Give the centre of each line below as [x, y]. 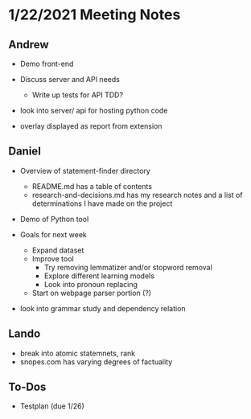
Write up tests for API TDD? [77, 95]
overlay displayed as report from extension [91, 126]
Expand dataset [58, 250]
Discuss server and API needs [70, 79]
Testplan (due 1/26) [52, 406]
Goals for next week [53, 234]
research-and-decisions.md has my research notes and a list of [137, 195]
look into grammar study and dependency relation [103, 308]
